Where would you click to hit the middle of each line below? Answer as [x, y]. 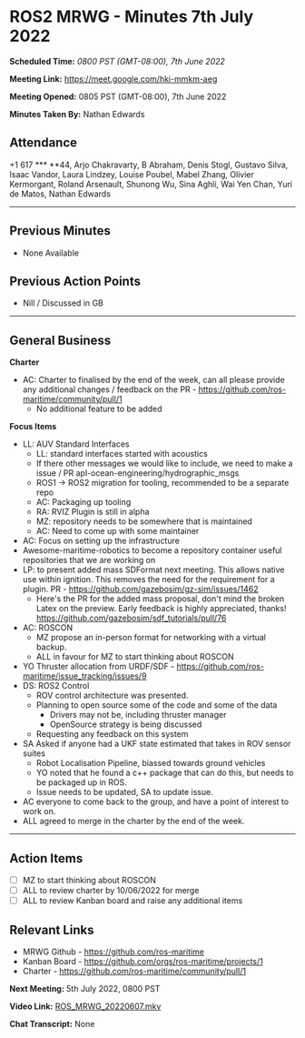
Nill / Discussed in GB [63, 303]
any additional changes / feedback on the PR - [109, 389]
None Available [51, 253]
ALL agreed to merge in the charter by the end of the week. [133, 821]
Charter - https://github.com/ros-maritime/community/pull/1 [134, 971]
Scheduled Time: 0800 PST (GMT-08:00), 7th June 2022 [117, 61]
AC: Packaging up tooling [84, 502]
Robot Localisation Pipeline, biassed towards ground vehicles [151, 763]
